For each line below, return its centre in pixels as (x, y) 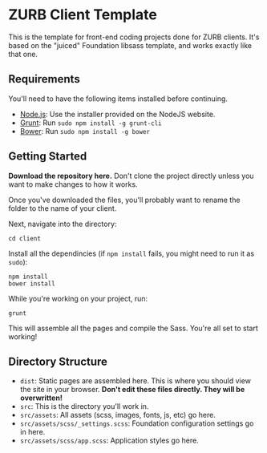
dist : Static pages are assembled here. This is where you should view (135, 381)
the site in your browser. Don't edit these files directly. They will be (132, 390)
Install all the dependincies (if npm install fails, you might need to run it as (131, 253)
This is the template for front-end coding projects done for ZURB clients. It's (134, 37)
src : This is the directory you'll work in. (84, 406)
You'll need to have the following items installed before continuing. (118, 99)
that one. (23, 54)
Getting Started (48, 157)
